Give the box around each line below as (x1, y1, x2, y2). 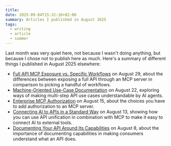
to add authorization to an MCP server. (12, 103, 95, 109)
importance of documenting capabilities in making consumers (12, 130, 143, 136)
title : (5, 7, 19, 13)
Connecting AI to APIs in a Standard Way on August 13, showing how (12, 108, 158, 115)
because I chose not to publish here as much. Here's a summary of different (5, 55, 166, 61)
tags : (5, 21, 17, 27)
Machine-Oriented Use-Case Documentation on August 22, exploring (12, 87, 160, 93)
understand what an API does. (12, 136, 77, 142)
